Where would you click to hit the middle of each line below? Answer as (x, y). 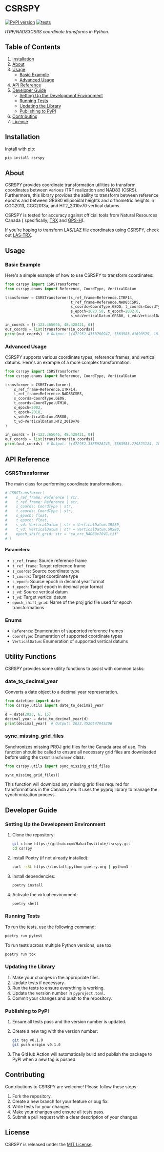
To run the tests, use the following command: (51, 927)
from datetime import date (32, 701)
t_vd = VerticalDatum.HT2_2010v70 (47, 421)
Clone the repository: (33, 835)
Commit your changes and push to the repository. (62, 998)
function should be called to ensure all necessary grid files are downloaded (81, 752)
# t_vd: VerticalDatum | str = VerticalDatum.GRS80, (63, 529)
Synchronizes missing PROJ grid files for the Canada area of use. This (76, 747)
